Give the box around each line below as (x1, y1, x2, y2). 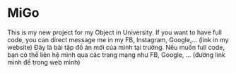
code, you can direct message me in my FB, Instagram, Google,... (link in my (7, 35, 229, 44)
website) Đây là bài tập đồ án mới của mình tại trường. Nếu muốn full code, (7, 43, 225, 51)
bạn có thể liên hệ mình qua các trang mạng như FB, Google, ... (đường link (7, 51, 226, 59)
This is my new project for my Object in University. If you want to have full (7, 28, 223, 36)
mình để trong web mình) (7, 58, 81, 66)
